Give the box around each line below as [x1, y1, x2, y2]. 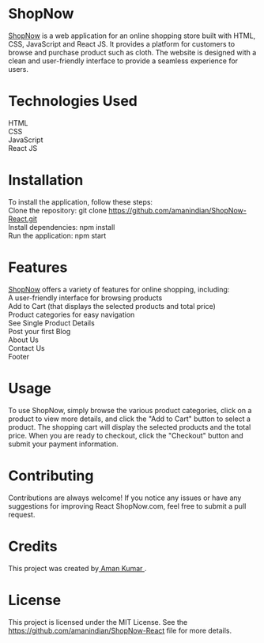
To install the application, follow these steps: [8, 197, 153, 206]
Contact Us [8, 343, 45, 352]
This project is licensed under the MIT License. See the [8, 617, 188, 626]
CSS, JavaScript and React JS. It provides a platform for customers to [8, 39, 236, 48]
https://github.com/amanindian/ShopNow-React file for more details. [8, 626, 232, 635]
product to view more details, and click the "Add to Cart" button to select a [8, 414, 251, 423]
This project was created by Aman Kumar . [8, 563, 147, 573]
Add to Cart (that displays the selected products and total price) [8, 301, 216, 310]
